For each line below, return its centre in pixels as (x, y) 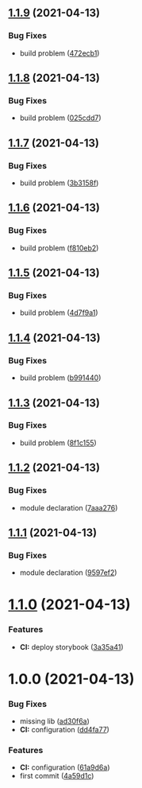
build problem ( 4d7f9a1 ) (59, 312)
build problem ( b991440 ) (60, 378)
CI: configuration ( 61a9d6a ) (65, 767)
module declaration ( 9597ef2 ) (68, 573)
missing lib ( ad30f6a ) (54, 721)
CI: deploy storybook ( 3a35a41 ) (71, 646)
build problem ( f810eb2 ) (59, 248)
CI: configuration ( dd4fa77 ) (64, 730)
